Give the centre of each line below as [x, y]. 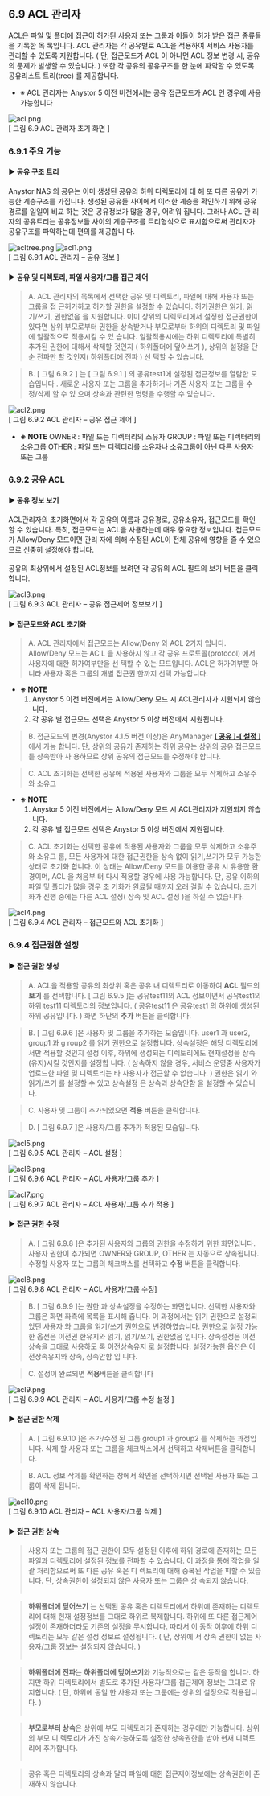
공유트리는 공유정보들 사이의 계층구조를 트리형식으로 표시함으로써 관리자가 [139, 221]
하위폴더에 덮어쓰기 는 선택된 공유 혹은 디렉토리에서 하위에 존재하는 [133, 1606]
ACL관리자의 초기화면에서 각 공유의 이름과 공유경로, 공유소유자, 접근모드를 [125, 520]
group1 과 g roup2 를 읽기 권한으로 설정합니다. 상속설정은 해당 [126, 1042]
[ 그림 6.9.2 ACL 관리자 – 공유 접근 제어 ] [72, 420]
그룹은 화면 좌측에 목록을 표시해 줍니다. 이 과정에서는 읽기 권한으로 [132, 1316]
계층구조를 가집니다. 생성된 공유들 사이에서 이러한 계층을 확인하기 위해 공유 [140, 201]
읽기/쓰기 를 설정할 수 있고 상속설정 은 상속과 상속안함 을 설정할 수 [131, 1083]
